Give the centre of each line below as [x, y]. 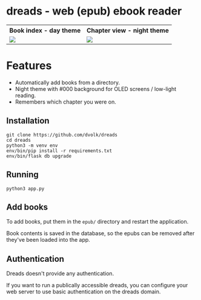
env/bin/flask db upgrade [39, 156]
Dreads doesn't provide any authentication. [60, 273]
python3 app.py [25, 188]
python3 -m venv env [32, 145]
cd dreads [19, 140]
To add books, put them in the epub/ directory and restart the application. [97, 222]
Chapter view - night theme [128, 30]
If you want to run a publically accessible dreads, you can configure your [97, 285]
